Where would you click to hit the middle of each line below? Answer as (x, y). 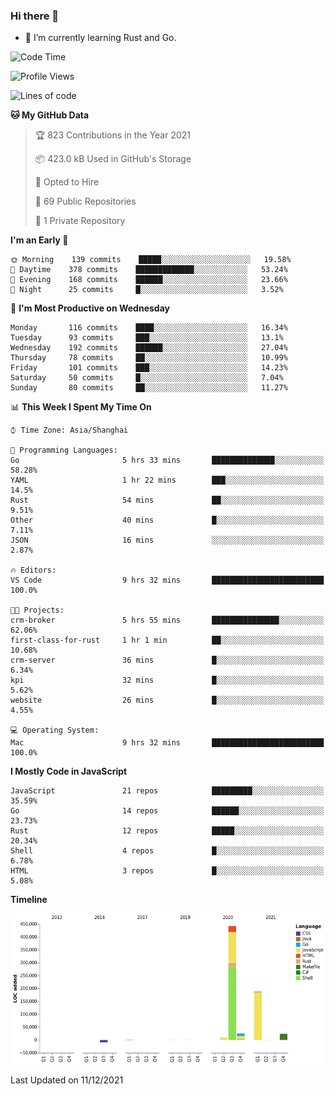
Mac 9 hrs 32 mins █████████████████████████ (167, 743)
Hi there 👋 (35, 16)
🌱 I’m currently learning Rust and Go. (100, 38)
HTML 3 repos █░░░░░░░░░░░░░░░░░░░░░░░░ (167, 871)
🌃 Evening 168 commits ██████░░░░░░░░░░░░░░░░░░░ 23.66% (149, 280)
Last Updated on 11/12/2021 (67, 1080)
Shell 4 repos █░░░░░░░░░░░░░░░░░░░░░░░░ (167, 851)
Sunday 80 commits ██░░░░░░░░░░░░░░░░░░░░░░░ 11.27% (149, 388)
